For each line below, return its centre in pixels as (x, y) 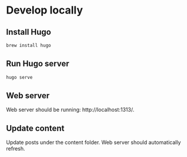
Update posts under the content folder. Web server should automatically (93, 142)
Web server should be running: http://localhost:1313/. (70, 110)
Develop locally (45, 10)
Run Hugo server (38, 64)
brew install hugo (29, 45)
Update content (35, 128)
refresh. (16, 149)
